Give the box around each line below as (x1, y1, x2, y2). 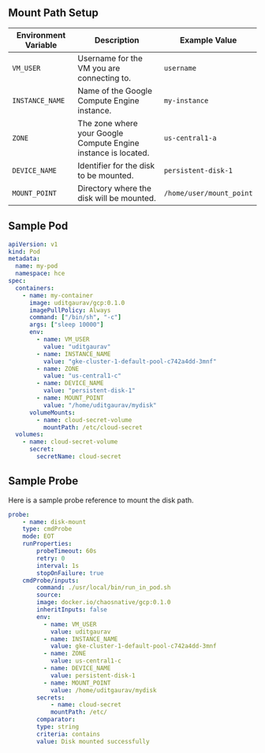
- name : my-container (22, 291, 93, 299)
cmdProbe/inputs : (22, 577, 80, 584)
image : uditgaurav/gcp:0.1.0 (28, 299, 125, 306)
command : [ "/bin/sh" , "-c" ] (28, 313, 122, 321)
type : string (36, 723, 80, 731)
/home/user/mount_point (163, 188, 253, 198)
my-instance (163, 96, 209, 105)
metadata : (8, 255, 41, 263)
